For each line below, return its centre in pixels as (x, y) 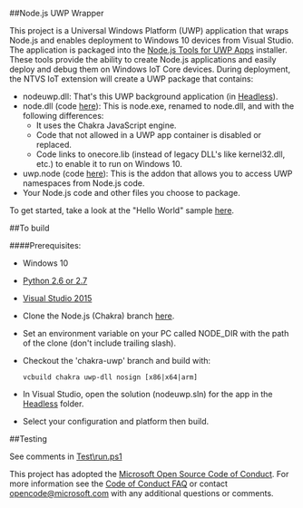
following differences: (63, 116)
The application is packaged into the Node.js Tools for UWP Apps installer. (148, 50)
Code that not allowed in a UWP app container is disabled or (148, 135)
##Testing (29, 439)
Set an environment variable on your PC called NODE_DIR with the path (156, 333)
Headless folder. (53, 404)
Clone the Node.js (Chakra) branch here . (98, 316)
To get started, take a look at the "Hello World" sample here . (122, 210)
